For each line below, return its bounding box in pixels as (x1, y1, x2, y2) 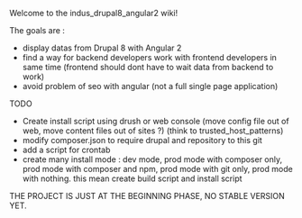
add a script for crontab (22, 144, 111, 155)
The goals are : (9, 25, 66, 35)
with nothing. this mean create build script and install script (22, 173, 243, 184)
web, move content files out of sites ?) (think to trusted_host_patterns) (22, 125, 284, 136)
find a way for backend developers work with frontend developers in (22, 52, 278, 62)
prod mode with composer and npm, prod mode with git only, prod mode (22, 164, 293, 174)
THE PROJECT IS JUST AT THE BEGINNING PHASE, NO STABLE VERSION (9, 191, 286, 201)
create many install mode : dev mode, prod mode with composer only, (22, 154, 283, 165)
